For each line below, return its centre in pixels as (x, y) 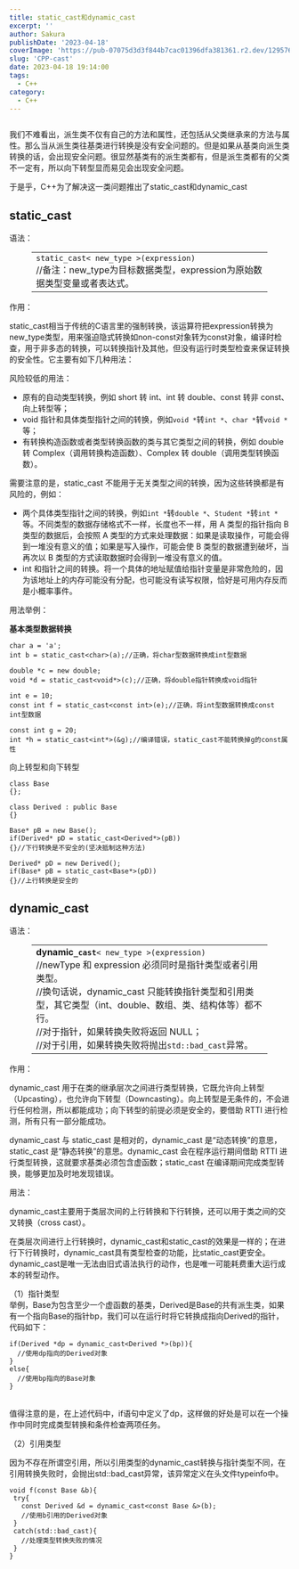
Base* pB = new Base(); (53, 831)
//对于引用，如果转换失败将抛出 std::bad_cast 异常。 (145, 1045)
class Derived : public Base (63, 807)
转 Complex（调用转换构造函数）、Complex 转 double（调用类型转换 (146, 453)
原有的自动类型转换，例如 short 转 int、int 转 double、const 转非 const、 (155, 397)
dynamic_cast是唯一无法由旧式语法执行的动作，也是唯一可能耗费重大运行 (144, 1263)
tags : (19, 76)
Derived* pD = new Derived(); (65, 864)
